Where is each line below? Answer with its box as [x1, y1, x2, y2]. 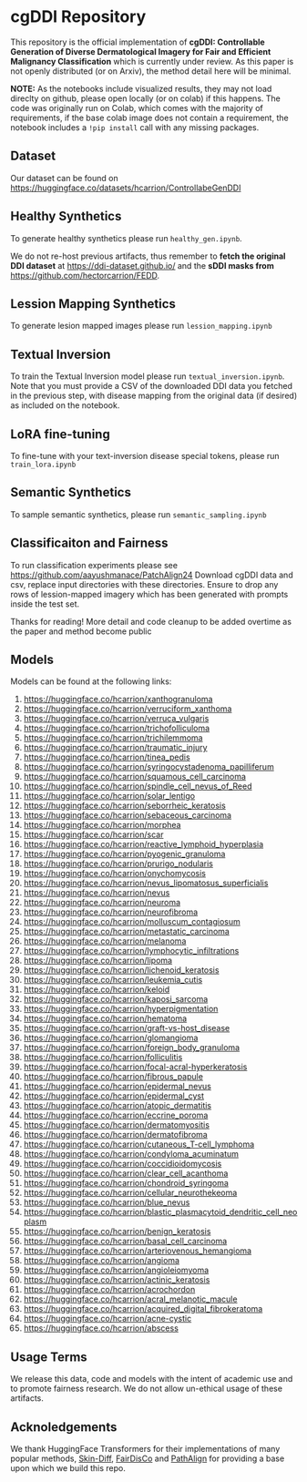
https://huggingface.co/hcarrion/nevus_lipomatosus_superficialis [23, 877, 269, 889]
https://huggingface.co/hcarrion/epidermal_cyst [23, 1090, 204, 1101]
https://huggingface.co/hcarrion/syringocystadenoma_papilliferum [23, 761, 274, 772]
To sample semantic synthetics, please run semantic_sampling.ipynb [10, 508, 267, 520]
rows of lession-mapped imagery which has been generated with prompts [10, 588, 289, 599]
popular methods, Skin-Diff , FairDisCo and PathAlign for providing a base [10, 1453, 285, 1464]
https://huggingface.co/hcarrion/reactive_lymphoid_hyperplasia [23, 839, 264, 850]
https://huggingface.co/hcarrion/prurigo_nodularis [23, 858, 213, 869]
